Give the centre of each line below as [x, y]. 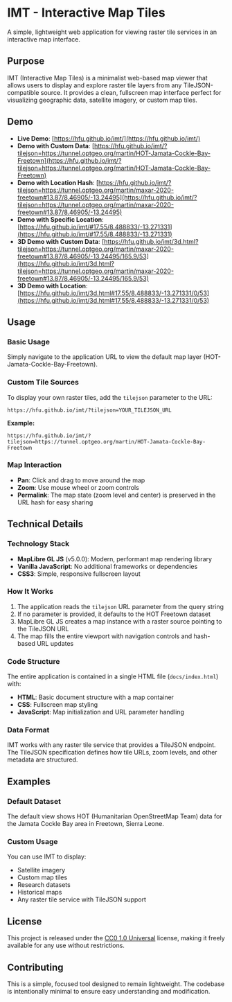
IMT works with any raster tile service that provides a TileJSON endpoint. [111, 745]
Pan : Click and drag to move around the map [81, 480]
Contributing [35, 967]
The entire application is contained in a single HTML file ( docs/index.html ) [113, 676]
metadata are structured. [43, 759]
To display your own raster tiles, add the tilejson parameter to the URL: [110, 397]
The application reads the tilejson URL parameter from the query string [120, 606]
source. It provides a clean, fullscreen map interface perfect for [131, 92]
